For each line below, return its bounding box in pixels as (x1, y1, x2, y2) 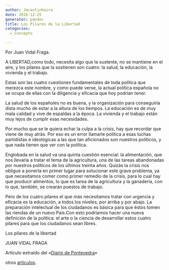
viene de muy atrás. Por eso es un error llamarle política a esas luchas (5, 131, 151, 137)
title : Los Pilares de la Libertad (5, 21, 80, 27)
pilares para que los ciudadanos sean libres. (5, 221, 97, 226)
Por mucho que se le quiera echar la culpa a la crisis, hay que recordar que (5, 126, 161, 132)
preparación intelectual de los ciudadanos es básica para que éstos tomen (5, 204, 160, 210)
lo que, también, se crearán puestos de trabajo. (5, 184, 104, 190)
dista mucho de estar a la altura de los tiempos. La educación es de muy (5, 105, 156, 111)
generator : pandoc (5, 17, 44, 22)
